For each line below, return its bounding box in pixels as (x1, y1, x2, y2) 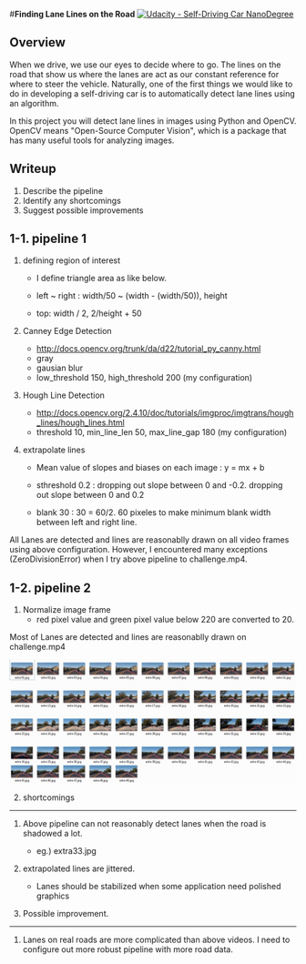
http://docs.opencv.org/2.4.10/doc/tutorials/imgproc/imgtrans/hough (36, 408, 294, 419)
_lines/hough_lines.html (36, 417, 125, 428)
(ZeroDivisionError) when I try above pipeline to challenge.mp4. (9, 553, 248, 564)
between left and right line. (36, 517, 138, 528)
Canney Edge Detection (22, 326, 112, 337)
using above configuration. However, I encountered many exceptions (9, 544, 269, 555)
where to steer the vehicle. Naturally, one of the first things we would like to (9, 78, 293, 89)
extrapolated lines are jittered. (22, 863, 135, 874)
